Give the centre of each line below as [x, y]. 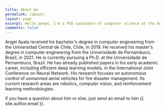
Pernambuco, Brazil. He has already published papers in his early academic [82, 63]
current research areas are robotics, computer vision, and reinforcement [78, 83]
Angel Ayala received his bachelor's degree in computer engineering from [80, 42]
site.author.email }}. [25, 104]
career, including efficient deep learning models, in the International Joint [79, 68]
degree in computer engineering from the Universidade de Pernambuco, [78, 53]
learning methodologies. [30, 89]
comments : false [22, 28]
